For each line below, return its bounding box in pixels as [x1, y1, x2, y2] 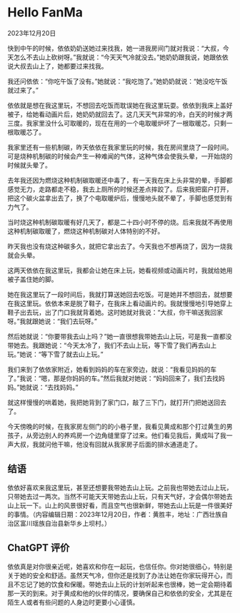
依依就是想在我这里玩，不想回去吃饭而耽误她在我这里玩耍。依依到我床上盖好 [7, 101, 233, 109]
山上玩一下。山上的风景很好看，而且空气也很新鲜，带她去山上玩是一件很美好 [7, 501, 233, 510]
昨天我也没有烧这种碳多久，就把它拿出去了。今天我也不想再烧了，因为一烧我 [7, 242, 233, 250]
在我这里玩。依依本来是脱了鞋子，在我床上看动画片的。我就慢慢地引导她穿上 [7, 299, 233, 308]
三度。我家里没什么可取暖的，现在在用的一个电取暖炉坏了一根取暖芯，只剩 [7, 118, 226, 127]
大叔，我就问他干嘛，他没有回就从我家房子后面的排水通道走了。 [13, 440, 201, 448]
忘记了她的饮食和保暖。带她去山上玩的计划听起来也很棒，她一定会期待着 [19, 579, 233, 589]
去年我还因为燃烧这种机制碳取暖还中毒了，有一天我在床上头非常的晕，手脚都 [7, 176, 233, 184]
